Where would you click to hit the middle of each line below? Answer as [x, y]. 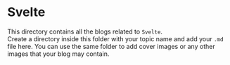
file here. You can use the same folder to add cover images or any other [111, 46]
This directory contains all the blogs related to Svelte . [85, 31]
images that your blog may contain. [58, 54]
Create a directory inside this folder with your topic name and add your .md [115, 38]
